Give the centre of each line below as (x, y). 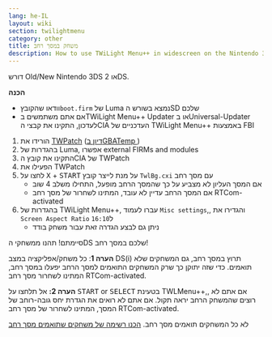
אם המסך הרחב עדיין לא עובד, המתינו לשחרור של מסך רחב (122, 192)
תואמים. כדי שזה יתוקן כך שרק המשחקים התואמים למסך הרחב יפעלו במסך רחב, (130, 267)
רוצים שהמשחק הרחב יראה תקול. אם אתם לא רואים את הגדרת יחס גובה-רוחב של (132, 300)
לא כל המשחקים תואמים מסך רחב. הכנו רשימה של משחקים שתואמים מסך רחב (129, 324)
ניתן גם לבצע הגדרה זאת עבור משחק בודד (96, 227)
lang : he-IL (28, 16)
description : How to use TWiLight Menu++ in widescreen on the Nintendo (134, 53)
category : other (36, 38)
